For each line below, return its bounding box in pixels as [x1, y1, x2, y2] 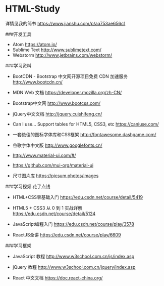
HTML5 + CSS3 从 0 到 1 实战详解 [12, 205, 83, 211]
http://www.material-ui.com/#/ [12, 152, 76, 158]
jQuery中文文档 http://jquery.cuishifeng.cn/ [12, 111, 102, 117]
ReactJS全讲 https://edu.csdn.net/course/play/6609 [12, 231, 121, 238]
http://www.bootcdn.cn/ [12, 79, 63, 85]
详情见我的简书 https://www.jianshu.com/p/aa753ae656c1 [5, 20, 126, 26]
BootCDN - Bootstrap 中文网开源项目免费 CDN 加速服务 [12, 73, 128, 79]
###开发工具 [5, 31, 32, 37]
